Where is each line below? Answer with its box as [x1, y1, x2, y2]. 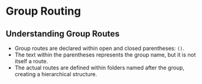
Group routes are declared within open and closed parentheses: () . [14, 44, 185, 52]
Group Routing [6, 4, 81, 18]
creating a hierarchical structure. [14, 71, 97, 77]
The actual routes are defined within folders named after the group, [14, 64, 185, 71]
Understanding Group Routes [6, 29, 120, 39]
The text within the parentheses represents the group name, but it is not [14, 51, 196, 58]
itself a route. [14, 58, 48, 65]
